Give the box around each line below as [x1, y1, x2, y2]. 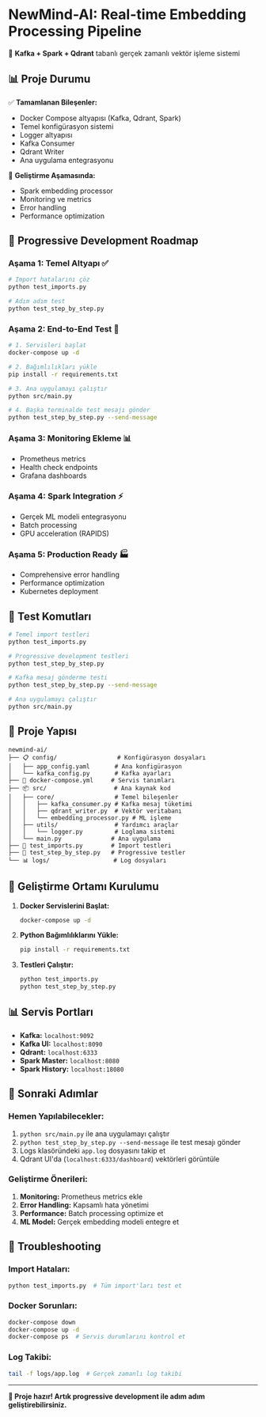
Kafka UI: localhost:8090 [19, 1039, 103, 1048]
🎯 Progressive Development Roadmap [8, 234, 199, 248]
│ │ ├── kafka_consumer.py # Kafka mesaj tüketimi [8, 800, 193, 808]
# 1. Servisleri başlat [8, 342, 87, 350]
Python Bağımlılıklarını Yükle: [19, 930, 119, 940]
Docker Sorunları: [8, 1300, 78, 1311]
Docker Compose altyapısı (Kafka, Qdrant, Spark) [19, 113, 182, 123]
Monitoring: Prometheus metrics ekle [19, 1192, 143, 1201]
